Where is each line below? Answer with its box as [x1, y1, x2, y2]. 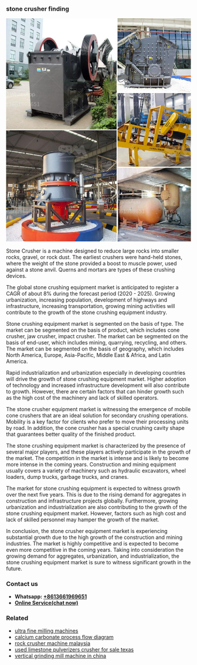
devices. [6, 272, 27, 279]
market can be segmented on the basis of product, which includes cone [6, 326, 180, 333]
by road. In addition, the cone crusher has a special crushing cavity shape [6, 424, 185, 431]
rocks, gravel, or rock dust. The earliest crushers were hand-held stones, [6, 253, 183, 260]
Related [6, 614, 29, 622]
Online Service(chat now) [14, 599, 79, 606]
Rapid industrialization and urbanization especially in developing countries [6, 369, 186, 376]
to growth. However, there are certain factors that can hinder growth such [6, 388, 185, 395]
